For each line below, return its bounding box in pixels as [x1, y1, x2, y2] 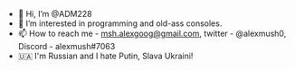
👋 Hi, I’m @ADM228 [17, 9, 92, 19]
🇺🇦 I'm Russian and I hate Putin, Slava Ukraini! [17, 50, 194, 61]
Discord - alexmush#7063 [17, 41, 116, 51]
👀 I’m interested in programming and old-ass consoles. [17, 18, 223, 29]
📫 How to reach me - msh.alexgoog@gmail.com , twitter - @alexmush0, [17, 28, 287, 39]
